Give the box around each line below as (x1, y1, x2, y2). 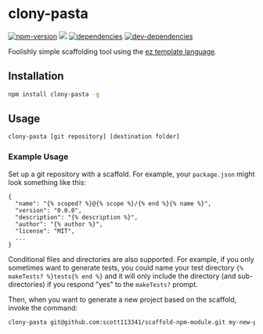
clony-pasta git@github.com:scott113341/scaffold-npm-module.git (8, 318, 225, 326)
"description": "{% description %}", (15, 213, 139, 221)
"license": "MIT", (15, 227, 76, 235)
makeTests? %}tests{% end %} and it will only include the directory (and (8, 271, 236, 281)
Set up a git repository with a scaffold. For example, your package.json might (8, 169, 255, 179)
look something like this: (8, 177, 86, 187)
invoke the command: (8, 303, 78, 312)
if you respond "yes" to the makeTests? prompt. (46, 279, 198, 289)
